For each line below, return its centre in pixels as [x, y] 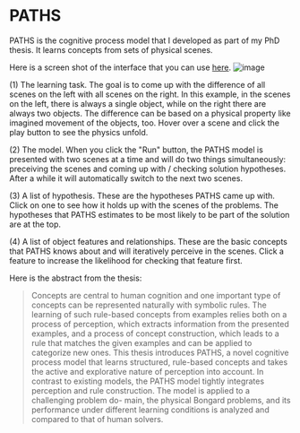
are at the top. [35, 224]
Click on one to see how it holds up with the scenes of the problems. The [144, 205]
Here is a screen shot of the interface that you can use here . [120, 67]
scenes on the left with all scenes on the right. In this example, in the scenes [150, 94]
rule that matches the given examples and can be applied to [141, 342]
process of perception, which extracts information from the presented [160, 324]
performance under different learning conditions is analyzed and [150, 410]
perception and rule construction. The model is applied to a [141, 390]
